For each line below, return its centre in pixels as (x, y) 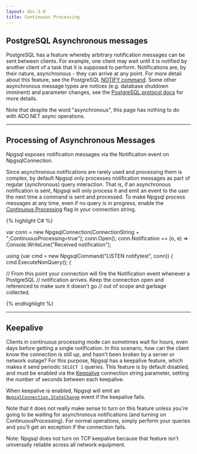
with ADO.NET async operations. (46, 116)
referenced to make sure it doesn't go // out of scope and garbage (86, 286)
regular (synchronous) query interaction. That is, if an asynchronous (89, 184)
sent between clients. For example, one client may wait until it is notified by (97, 61)
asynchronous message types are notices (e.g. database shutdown (87, 86)
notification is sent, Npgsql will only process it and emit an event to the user (98, 191)
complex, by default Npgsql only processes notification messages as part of (98, 178)
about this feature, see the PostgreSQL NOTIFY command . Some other (91, 80)
